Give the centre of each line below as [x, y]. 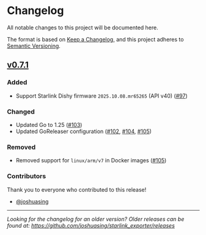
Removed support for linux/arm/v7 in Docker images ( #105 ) [91, 161]
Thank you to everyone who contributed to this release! [77, 189]
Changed [21, 112]
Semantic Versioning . [34, 46]
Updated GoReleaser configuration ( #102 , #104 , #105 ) [84, 131]
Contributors [27, 176]
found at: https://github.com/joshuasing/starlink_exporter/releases [91, 225]
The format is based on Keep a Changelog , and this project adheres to [95, 39]
